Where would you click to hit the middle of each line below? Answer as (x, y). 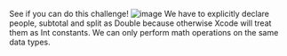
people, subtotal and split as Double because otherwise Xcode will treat (140, 23)
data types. (30, 42)
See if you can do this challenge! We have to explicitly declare (139, 14)
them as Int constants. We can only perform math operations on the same (144, 32)
